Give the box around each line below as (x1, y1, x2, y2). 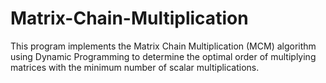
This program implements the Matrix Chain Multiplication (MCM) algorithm (10, 40, 317, 52)
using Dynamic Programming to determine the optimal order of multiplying (10, 50, 317, 62)
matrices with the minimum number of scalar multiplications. (10, 61, 260, 73)
